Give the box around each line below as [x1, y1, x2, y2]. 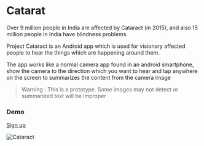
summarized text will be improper [21, 92, 106, 99]
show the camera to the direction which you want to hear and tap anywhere [6, 67, 198, 74]
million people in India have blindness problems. [6, 30, 128, 37]
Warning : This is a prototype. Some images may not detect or [21, 85, 179, 93]
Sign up [6, 121, 26, 129]
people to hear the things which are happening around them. [6, 48, 160, 56]
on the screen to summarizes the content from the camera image [6, 74, 171, 81]
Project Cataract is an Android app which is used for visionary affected [6, 42, 186, 50]
